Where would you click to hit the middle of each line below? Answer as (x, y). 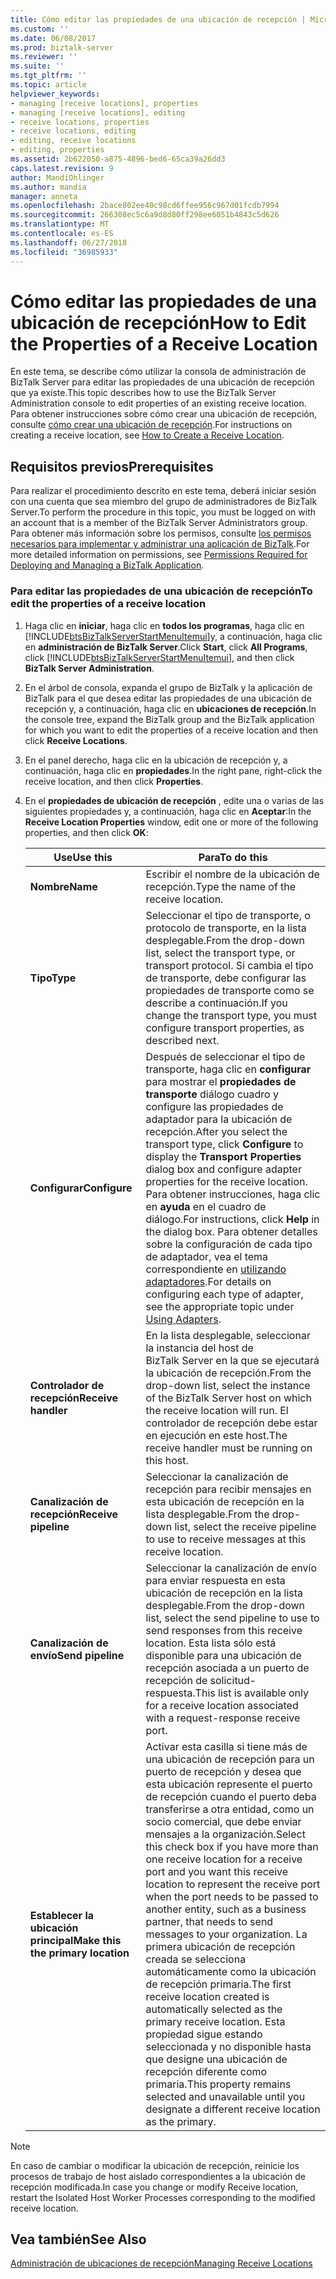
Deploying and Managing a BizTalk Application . (107, 565)
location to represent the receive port (233, 1884)
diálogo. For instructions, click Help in (232, 1219)
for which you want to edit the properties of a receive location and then (171, 730)
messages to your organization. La (226, 1934)
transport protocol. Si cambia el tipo (229, 965)
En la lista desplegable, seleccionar (228, 1335)
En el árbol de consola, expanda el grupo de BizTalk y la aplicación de (168, 687)
